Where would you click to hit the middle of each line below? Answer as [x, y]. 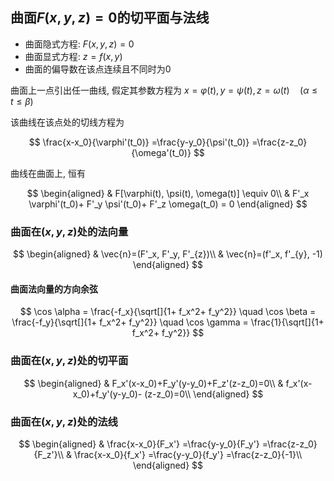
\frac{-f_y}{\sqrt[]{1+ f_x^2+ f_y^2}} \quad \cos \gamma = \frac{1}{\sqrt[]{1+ [168, 322]
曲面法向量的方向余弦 [54, 289]
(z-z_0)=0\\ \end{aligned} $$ [204, 394]
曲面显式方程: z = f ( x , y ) [73, 56]
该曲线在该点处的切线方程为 [67, 122]
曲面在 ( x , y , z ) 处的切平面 [69, 361]
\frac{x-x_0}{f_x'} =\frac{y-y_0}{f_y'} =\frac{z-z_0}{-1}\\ [188, 454]
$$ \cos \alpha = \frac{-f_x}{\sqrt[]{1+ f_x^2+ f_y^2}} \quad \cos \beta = [168, 312]
